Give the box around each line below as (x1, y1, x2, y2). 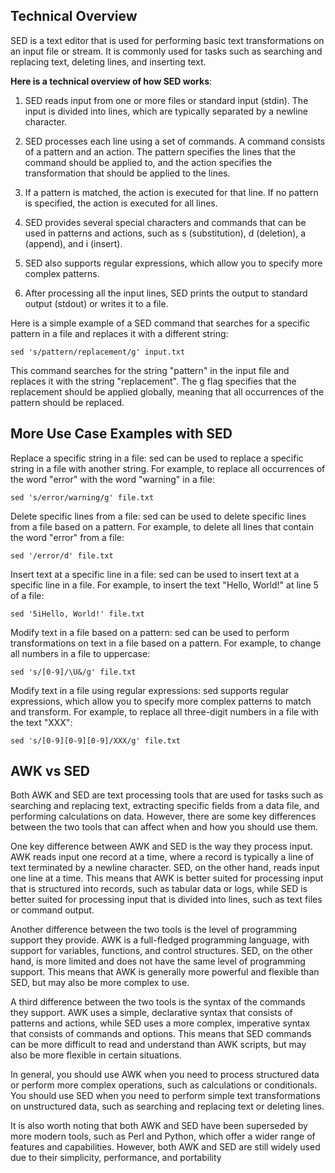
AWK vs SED (10, 763, 91, 780)
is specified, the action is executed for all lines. (24, 197, 218, 209)
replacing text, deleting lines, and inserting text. (10, 55, 207, 68)
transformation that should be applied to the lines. (24, 167, 231, 179)
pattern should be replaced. (10, 396, 125, 408)
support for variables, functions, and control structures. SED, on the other (10, 945, 313, 957)
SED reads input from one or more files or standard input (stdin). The (24, 94, 309, 106)
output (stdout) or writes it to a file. (24, 297, 169, 309)
